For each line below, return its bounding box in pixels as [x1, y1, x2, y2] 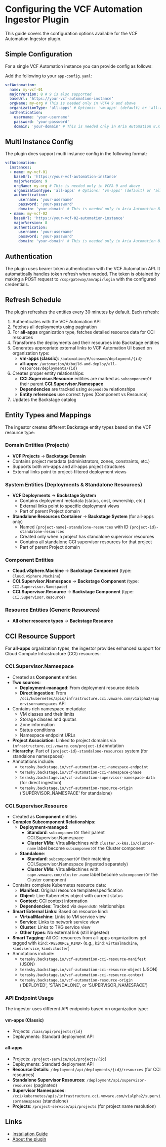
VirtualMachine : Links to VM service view [19, 914, 106, 920]
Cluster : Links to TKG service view [19, 924, 91, 930]
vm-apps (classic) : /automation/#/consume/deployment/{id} [19, 355, 142, 361]
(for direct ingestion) [19, 779, 62, 785]
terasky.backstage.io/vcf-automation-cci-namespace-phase [19, 770, 142, 775]
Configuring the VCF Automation [5, 3, 143, 15]
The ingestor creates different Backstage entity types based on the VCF [5, 424, 152, 430]
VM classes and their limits [19, 711, 75, 717]
